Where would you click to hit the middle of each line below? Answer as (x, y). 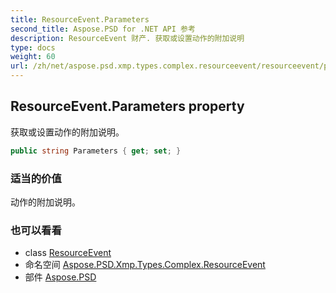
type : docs (33, 47)
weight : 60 (33, 57)
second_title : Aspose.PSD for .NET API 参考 (103, 29)
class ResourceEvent (68, 253)
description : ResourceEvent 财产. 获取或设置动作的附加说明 (127, 38)
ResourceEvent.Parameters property (127, 106)
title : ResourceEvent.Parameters (80, 19)
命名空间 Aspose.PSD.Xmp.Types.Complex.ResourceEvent (145, 265)
